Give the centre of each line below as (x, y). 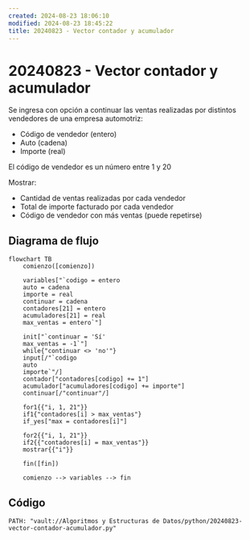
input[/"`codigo (50, 358)
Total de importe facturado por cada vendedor (97, 207)
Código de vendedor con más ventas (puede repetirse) (111, 215)
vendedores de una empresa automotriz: (76, 118)
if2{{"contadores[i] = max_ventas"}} (86, 443)
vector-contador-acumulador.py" (62, 528)
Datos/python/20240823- (203, 521)
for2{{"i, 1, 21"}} (55, 436)
